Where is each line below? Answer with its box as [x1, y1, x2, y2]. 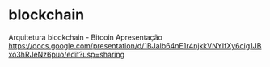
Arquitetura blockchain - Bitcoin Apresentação [8, 32, 163, 42]
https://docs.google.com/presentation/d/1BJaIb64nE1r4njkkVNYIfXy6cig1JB [8, 40, 262, 50]
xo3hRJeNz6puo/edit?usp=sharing [8, 49, 125, 59]
